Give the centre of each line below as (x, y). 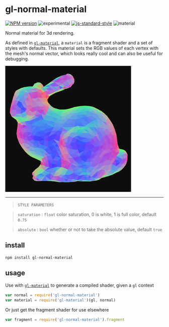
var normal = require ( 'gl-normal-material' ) (53, 295)
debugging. (17, 58)
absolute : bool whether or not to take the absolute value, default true (90, 229)
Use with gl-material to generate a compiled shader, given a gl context (80, 285)
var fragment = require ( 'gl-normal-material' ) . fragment (65, 320)
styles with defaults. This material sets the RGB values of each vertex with (82, 48)
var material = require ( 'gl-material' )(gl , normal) (60, 300)
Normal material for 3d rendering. (40, 33)
